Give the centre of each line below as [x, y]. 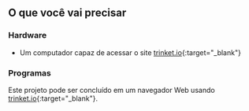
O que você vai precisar [67, 13]
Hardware [28, 35]
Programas [30, 72]
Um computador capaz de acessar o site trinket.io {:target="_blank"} [130, 52]
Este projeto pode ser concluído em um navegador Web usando [111, 90]
